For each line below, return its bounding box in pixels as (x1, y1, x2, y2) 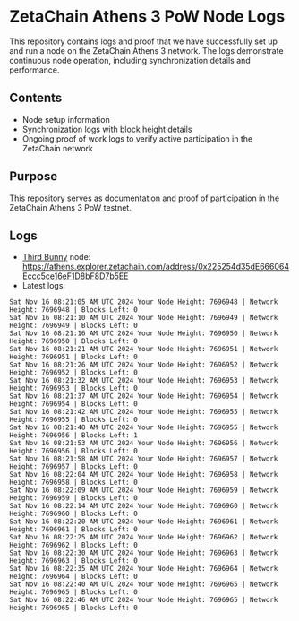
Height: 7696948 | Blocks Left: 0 (9, 306, 139, 315)
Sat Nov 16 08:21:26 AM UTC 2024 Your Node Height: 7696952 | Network (9, 360, 278, 369)
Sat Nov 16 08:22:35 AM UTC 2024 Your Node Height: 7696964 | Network (9, 565, 278, 574)
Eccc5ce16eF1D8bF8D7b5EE (21, 271, 129, 281)
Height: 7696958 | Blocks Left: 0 (9, 478, 139, 487)
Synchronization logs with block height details (21, 124, 192, 134)
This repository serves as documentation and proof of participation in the (9, 193, 280, 203)
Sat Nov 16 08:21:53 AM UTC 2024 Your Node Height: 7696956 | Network (9, 439, 278, 448)
